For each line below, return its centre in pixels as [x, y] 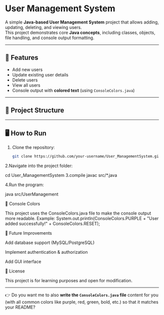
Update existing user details [40, 74]
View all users [26, 85]
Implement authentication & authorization [46, 252]
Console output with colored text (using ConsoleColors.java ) [73, 90]
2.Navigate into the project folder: [39, 166]
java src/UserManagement [32, 194]
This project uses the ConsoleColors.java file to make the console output [78, 213]
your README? [20, 307]
